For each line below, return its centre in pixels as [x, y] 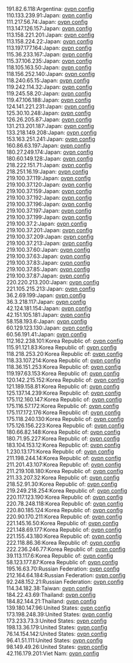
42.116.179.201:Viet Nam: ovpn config [53, 653]
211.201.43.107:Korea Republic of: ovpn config [64, 464]
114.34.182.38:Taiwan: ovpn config [49, 588]
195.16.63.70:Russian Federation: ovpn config [63, 569]
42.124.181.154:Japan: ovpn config [49, 308]
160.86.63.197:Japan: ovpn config [48, 146]
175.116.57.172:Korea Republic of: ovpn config [63, 406]
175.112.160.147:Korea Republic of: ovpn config [64, 400]
